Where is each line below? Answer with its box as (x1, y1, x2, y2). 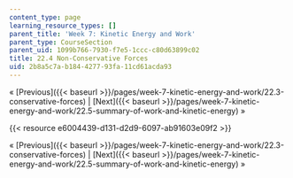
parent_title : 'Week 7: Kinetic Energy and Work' (9, 29, 197, 38)
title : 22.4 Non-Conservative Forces (9, 54, 149, 63)
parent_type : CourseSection (9, 37, 113, 47)
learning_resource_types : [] (9, 21, 117, 30)
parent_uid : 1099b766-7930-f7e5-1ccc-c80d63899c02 (9, 46, 200, 55)
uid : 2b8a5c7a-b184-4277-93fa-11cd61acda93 (9, 63, 173, 72)
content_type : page (9, 12, 81, 22)
